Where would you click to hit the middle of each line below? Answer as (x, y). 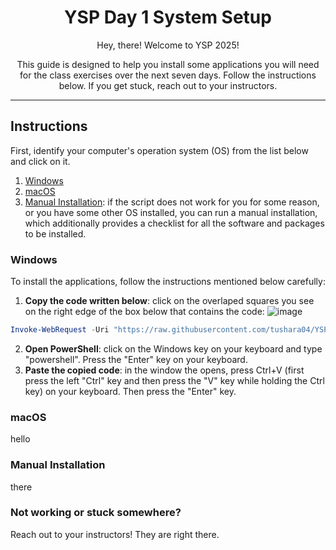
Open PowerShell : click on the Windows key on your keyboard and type (173, 348)
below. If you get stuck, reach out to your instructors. (168, 85)
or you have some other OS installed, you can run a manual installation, (171, 212)
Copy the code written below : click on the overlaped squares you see (169, 301)
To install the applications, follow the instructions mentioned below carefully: (168, 282)
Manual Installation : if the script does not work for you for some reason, (172, 202)
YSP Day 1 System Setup (168, 17)
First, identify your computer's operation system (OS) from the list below (159, 150)
